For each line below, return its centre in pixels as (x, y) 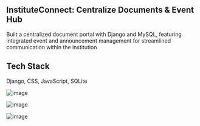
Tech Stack (28, 66)
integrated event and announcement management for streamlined (89, 40)
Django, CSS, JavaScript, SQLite (47, 81)
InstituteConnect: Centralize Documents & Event (100, 10)
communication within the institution (52, 47)
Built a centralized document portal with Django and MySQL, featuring (94, 34)
